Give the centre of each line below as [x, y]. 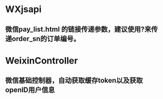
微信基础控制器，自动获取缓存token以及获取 [74, 81]
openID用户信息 [30, 90]
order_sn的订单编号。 [46, 39]
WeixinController [42, 60]
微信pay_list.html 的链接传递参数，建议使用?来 [78, 29]
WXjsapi [23, 9]
